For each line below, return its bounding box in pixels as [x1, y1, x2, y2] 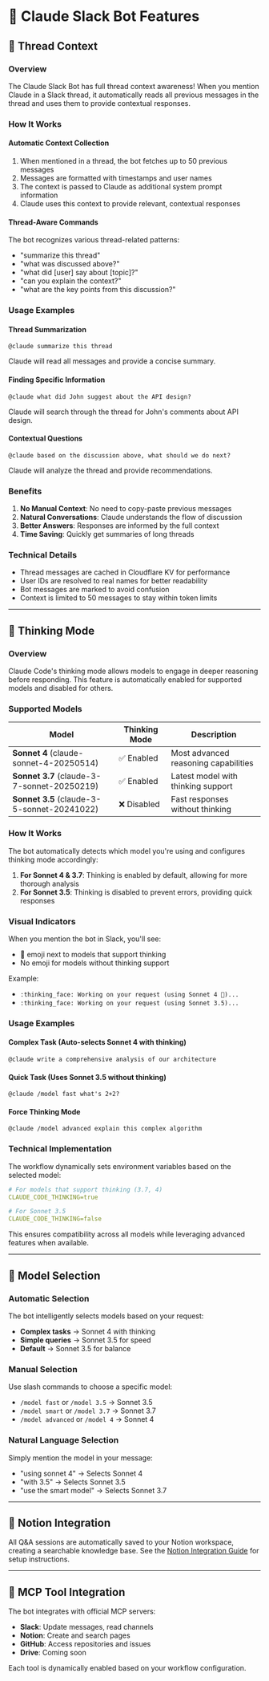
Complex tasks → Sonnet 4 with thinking [19, 1326, 156, 1336]
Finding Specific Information [8, 375, 106, 384]
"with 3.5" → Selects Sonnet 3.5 [19, 1476, 126, 1487]
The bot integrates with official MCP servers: [8, 1606, 156, 1616]
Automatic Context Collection [8, 138, 110, 148]
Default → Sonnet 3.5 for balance [19, 1343, 131, 1353]
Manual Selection [8, 1363, 78, 1374]
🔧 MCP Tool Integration [8, 1585, 126, 1599]
